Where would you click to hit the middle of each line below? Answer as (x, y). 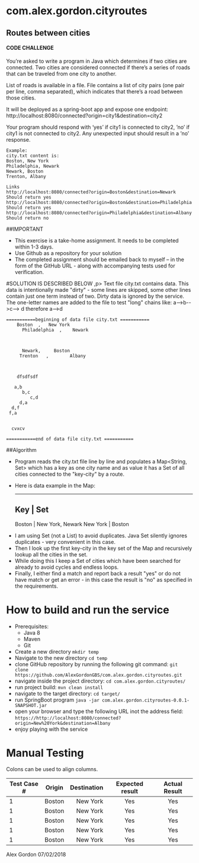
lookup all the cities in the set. (51, 554)
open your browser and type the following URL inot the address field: (99, 711)
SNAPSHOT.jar (31, 705)
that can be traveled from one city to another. (61, 74)
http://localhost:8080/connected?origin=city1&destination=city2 (84, 115)
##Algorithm (21, 450)
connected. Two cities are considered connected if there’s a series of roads (98, 67)
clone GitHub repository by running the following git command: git (96, 664)
